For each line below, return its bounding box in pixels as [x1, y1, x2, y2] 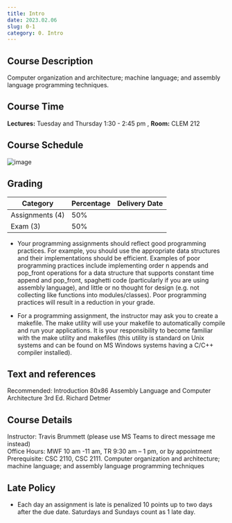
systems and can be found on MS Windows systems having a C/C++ [17, 341, 214, 349]
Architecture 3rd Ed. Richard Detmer [7, 394, 111, 402]
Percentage [71, 198, 111, 208]
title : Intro [7, 10, 45, 17]
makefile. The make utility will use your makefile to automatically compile [17, 319, 226, 327]
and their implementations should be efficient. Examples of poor [17, 254, 201, 262]
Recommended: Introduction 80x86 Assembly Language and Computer [7, 387, 211, 395]
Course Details [7, 414, 73, 426]
